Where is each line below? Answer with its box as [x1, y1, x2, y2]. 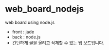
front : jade [12, 29, 35, 34]
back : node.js [12, 34, 41, 40]
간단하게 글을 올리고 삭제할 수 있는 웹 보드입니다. [12, 40, 105, 46]
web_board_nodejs [5, 3, 84, 15]
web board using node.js [5, 19, 55, 25]
